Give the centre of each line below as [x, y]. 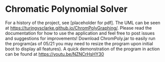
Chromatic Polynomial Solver [66, 9]
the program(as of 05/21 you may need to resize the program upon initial [79, 43]
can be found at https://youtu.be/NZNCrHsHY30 [55, 54]
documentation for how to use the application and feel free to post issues [80, 33]
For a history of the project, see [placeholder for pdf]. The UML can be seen [83, 23]
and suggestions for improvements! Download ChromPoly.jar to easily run [80, 38]
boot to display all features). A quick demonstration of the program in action [82, 49]
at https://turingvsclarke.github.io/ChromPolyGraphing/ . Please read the [79, 28]
